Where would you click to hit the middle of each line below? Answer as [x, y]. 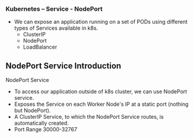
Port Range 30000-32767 [46, 129]
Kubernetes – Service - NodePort [54, 9]
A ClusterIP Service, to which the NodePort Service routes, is [89, 117]
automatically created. [41, 123]
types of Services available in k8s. [56, 28]
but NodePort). [32, 110]
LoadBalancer [40, 47]
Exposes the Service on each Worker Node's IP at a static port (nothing [101, 104]
